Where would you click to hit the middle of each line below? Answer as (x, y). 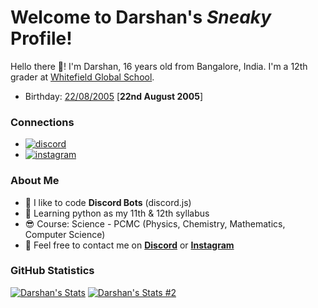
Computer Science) (65, 234)
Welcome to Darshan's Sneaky (141, 17)
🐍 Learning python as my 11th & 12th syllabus (117, 213)
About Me (35, 181)
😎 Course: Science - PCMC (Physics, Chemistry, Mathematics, (155, 223)
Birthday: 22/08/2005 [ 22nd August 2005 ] (114, 96)
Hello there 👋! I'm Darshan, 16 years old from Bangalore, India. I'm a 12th (159, 66)
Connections (42, 122)
